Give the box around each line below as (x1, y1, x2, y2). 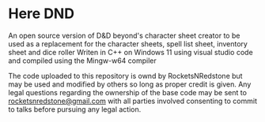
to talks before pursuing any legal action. (8, 104, 142, 114)
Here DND (8, 5, 75, 23)
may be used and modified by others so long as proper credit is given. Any (8, 79, 252, 89)
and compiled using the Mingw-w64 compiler (8, 56, 157, 65)
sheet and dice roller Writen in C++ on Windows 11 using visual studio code (8, 47, 253, 57)
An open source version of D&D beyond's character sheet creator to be (8, 31, 240, 40)
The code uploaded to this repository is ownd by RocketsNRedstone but (8, 71, 243, 80)
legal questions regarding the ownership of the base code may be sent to (8, 87, 248, 97)
